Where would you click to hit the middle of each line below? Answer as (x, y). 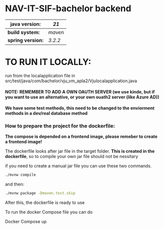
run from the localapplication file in (40, 75)
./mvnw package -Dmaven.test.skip (40, 193)
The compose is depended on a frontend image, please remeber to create (81, 137)
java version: (25, 24)
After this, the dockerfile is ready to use (45, 203)
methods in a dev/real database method (47, 114)
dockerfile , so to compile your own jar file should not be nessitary (72, 157)
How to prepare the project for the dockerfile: (60, 126)
